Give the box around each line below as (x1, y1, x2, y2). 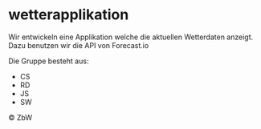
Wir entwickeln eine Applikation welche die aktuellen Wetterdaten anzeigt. (8, 32, 254, 42)
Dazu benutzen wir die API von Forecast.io (8, 40, 149, 50)
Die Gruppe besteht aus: (8, 56, 89, 66)
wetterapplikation (8, 6, 129, 24)
